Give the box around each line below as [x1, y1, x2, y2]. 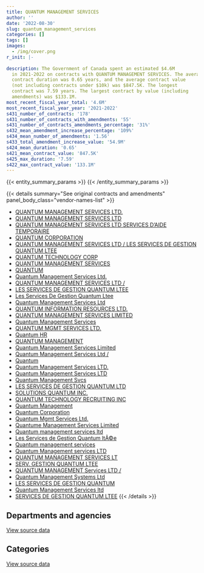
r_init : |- [6, 54, 34, 60]
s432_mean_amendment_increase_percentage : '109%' [6, 128, 135, 134]
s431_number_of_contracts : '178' [6, 111, 91, 117]
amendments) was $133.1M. [12, 94, 78, 100]
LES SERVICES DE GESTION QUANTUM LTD [15, 383, 126, 390]
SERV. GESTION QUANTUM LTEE [15, 460, 98, 468]
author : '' [6, 15, 34, 21]
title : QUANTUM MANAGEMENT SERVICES [6, 9, 99, 15]
